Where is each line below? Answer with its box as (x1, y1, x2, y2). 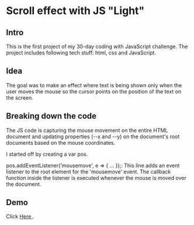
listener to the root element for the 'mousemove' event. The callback (6, 168, 171, 175)
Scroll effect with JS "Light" (6, 4, 145, 18)
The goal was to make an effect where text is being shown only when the (6, 81, 182, 88)
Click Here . (6, 213, 34, 220)
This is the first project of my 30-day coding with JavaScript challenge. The (6, 43, 188, 50)
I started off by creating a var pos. (6, 151, 88, 158)
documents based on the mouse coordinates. (6, 139, 116, 146)
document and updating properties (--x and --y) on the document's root (6, 133, 180, 140)
